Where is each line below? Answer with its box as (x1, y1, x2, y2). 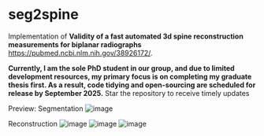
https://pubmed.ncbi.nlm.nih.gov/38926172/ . (8, 48, 153, 57)
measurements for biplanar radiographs (8, 39, 142, 49)
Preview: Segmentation (8, 104, 84, 113)
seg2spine (8, 6, 79, 24)
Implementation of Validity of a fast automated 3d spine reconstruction (8, 31, 244, 41)
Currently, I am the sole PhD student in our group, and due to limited (8, 63, 235, 72)
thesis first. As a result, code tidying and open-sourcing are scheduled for (8, 80, 256, 90)
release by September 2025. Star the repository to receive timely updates (8, 88, 250, 97)
